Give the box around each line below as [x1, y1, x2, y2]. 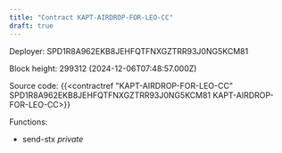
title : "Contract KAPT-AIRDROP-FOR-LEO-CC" [9, 12, 174, 22]
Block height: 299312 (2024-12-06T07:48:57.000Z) [9, 63, 197, 74]
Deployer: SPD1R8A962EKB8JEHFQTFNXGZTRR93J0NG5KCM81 [9, 45, 249, 56]
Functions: [9, 117, 48, 127]
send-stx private [21, 133, 84, 144]
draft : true [9, 21, 54, 30]
